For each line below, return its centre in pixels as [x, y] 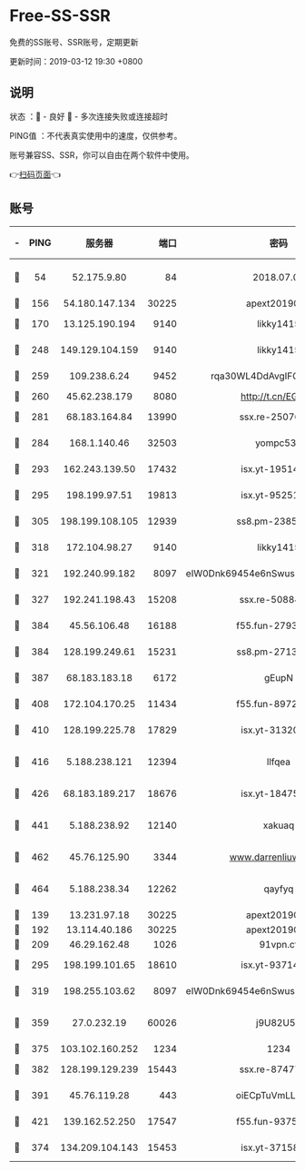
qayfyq [279, 889]
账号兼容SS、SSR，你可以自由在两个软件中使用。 [102, 154]
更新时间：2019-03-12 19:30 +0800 [76, 61]
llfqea [279, 762]
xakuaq [279, 825]
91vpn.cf [279, 944]
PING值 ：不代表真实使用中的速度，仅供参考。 [96, 135]
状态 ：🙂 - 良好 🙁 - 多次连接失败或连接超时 [89, 116]
